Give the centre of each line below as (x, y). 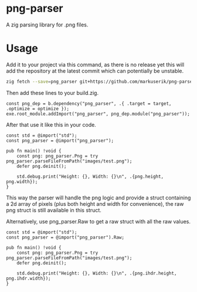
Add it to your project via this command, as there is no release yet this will (95, 64)
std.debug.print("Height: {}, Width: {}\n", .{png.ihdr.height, (97, 273)
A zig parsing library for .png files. (47, 25)
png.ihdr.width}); (28, 278)
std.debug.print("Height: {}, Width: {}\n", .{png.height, (90, 176)
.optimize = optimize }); (38, 108)
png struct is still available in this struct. (54, 210)
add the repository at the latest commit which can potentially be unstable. (95, 71)
